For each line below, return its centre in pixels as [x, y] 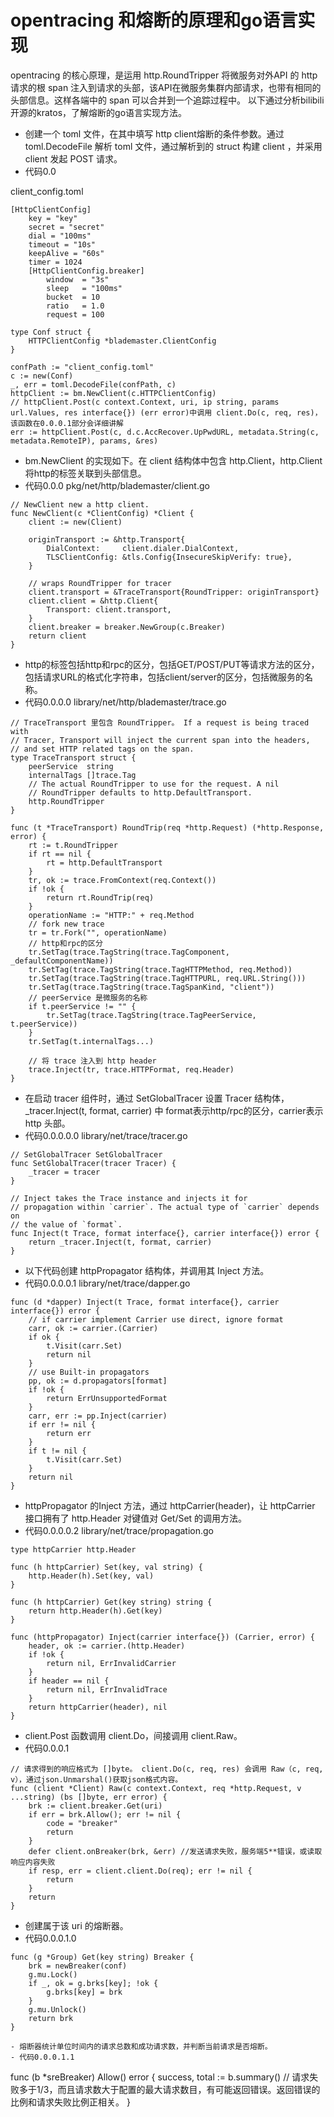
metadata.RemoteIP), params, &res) [84, 441]
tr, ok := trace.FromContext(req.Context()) [122, 880]
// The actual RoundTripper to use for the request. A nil [154, 784]
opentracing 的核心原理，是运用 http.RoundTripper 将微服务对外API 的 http [164, 75]
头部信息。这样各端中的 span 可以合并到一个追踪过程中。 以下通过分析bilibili [167, 100]
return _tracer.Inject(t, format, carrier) [120, 1242]
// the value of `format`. [66, 1224]
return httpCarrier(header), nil [98, 1707]
